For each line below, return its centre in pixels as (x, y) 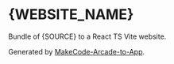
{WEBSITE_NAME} (71, 15)
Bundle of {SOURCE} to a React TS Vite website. (87, 36)
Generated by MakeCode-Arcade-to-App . (77, 51)
